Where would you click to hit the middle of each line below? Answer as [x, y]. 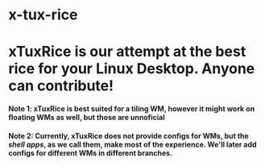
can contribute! [61, 86]
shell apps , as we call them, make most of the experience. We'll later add [132, 144]
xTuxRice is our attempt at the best [127, 52]
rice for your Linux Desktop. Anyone [132, 69]
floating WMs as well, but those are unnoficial [87, 117]
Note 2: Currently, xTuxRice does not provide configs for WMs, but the [129, 135]
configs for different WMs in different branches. [91, 153]
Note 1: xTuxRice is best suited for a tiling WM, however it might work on [132, 108]
